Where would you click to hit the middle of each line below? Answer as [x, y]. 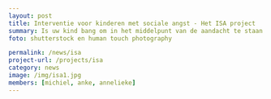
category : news [34, 68]
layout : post [30, 16]
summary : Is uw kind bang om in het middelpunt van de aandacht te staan [136, 31]
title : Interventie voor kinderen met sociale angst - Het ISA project [132, 23]
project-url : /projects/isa [56, 60]
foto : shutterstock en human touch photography [90, 38]
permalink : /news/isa [45, 53]
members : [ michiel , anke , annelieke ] [72, 82]
